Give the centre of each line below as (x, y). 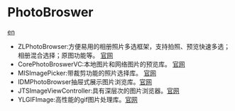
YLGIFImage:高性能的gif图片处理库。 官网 (78, 99)
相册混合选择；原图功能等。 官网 (65, 55)
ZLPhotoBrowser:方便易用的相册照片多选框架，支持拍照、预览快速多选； (124, 46)
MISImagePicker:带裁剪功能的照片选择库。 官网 (87, 73)
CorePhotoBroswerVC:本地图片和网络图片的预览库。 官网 (102, 64)
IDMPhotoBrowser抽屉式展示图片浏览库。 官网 (85, 81)
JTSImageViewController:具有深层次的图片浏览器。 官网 (98, 90)
